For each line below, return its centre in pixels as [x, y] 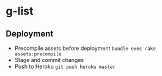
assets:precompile [38, 54]
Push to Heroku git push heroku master [65, 66]
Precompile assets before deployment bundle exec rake [85, 48]
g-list [20, 11]
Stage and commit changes [49, 60]
